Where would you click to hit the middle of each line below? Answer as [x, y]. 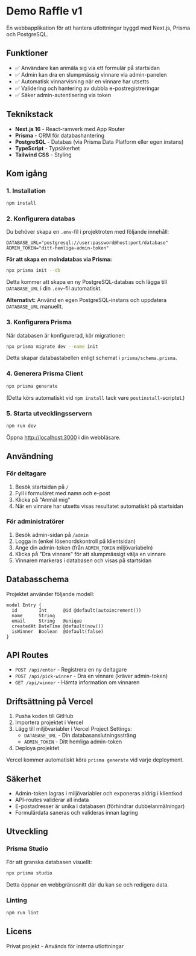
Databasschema [38, 579]
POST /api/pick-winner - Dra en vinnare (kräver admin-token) [91, 676]
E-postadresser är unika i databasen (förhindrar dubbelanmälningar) [100, 806]
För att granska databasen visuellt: [49, 862]
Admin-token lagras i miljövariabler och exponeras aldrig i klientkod [99, 794]
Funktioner [27, 53]
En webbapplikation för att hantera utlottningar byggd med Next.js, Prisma [98, 28]
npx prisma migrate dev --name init [52, 346]
